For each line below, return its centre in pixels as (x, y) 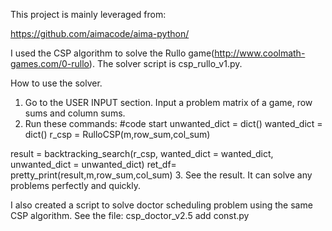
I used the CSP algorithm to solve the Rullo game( (112, 53)
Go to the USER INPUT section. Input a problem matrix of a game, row (168, 102)
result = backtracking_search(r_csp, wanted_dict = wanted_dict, (142, 153)
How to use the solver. (56, 83)
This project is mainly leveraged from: (88, 14)
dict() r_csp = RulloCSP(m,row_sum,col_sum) (117, 134)
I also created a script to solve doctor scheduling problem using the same (161, 205)
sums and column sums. (75, 113)
